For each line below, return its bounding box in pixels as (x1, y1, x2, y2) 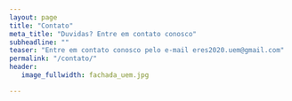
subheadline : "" (9, 37, 69, 47)
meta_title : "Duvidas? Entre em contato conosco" (9, 29, 198, 38)
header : (9, 63, 38, 72)
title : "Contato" (9, 21, 74, 30)
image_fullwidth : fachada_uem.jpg (20, 71, 150, 80)
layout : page (9, 12, 58, 22)
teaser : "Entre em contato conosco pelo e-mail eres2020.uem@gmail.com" (9, 46, 285, 55)
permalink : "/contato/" (9, 54, 98, 63)
